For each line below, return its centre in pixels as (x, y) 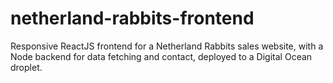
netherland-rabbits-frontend (132, 18)
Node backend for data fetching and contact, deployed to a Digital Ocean (161, 56)
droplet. (26, 67)
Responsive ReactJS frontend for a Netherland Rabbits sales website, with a (167, 46)
